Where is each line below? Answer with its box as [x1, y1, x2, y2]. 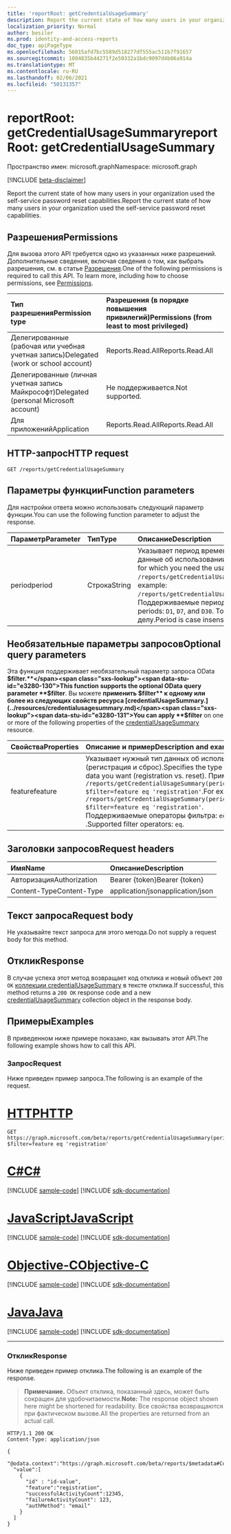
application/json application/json [109, 886, 214, 896]
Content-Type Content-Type [10, 886, 104, 896]
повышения [106, 304, 147, 313]
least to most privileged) [106, 322, 188, 331]
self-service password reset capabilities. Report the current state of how [7, 197, 211, 205]
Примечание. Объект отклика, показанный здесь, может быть [23, 1387, 210, 1395]
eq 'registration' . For [142, 787, 214, 796]
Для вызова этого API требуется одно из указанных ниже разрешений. [7, 250, 217, 257]
